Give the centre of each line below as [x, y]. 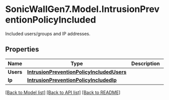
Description [146, 63]
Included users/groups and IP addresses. [48, 33]
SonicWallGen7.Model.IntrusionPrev [82, 9]
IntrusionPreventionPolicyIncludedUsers [77, 72]
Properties [22, 49]
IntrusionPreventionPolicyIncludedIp [72, 80]
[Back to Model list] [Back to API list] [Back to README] [63, 92]
